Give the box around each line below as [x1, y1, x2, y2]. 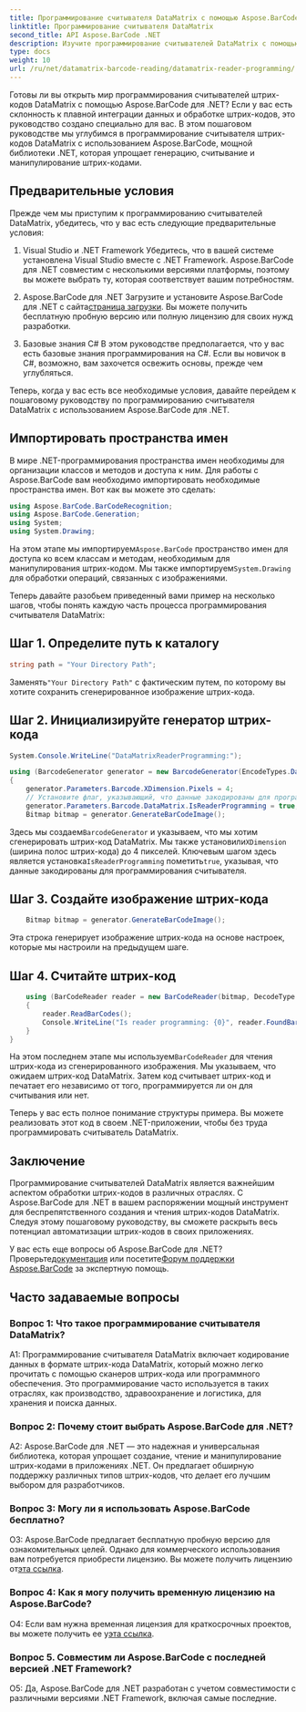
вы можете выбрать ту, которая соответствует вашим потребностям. [22, 273, 294, 284]
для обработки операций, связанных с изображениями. [9, 572, 228, 583]
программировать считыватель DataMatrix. [9, 1127, 179, 1138]
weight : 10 [9, 56, 51, 65]
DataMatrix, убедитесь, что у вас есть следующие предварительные [9, 217, 276, 228]
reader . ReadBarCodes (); [42, 1009, 132, 1018]
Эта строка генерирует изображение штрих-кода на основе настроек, [9, 932, 285, 944]
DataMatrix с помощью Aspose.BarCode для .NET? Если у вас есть [35, 98, 293, 109]
